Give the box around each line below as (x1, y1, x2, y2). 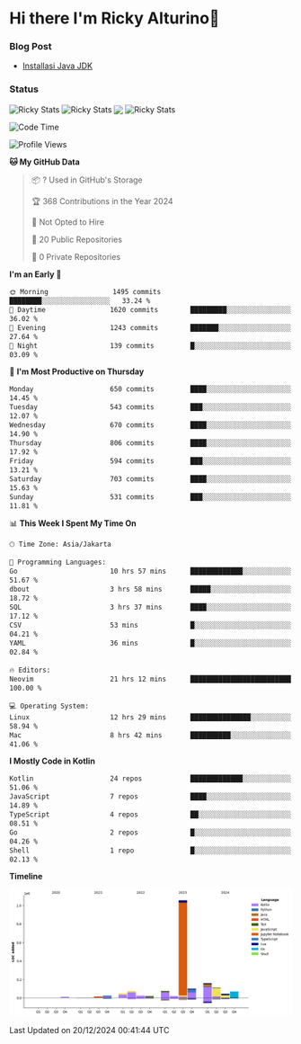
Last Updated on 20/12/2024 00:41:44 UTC (9, 1025, 170, 1036)
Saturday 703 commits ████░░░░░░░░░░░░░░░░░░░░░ (9, 475, 292, 484)
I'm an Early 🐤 (9, 269, 62, 280)
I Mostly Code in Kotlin (9, 755, 96, 767)
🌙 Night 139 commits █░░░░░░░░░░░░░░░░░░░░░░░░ (9, 342, 292, 351)
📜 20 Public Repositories (31, 234, 123, 245)
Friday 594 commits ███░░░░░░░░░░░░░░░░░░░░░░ (9, 457, 292, 466)
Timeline (9, 871, 43, 882)
